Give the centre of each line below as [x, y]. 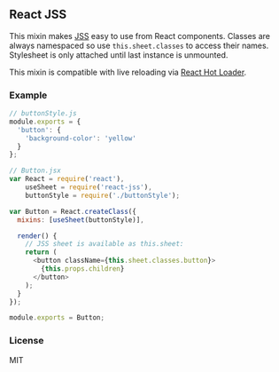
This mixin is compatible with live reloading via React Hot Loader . [128, 72]
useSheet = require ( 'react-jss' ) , [89, 187]
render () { [37, 236]
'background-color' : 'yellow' [81, 138]
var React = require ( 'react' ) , [67, 179]
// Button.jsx [35, 171]
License [27, 341]
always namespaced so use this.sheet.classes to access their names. [139, 45]
